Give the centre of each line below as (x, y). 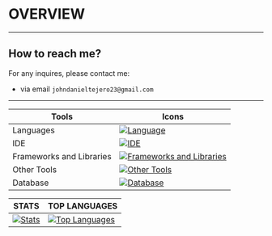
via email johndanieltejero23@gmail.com (87, 89)
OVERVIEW (47, 14)
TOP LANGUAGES (83, 205)
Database (31, 183)
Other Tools (35, 169)
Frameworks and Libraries (62, 156)
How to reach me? (55, 54)
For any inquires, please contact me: (69, 73)
